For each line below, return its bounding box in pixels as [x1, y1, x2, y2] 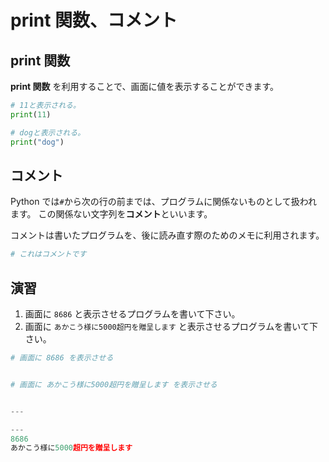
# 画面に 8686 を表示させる [10, 353, 114, 363]
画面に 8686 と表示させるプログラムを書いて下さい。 [24, 308, 241, 320]
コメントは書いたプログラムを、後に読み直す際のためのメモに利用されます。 [10, 229, 325, 241]
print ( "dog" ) [10, 137, 65, 147]
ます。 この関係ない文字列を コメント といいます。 [10, 208, 213, 220]
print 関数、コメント [10, 9, 178, 32]
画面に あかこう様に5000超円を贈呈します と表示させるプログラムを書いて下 [24, 321, 318, 332]
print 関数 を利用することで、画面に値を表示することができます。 [10, 81, 280, 92]
